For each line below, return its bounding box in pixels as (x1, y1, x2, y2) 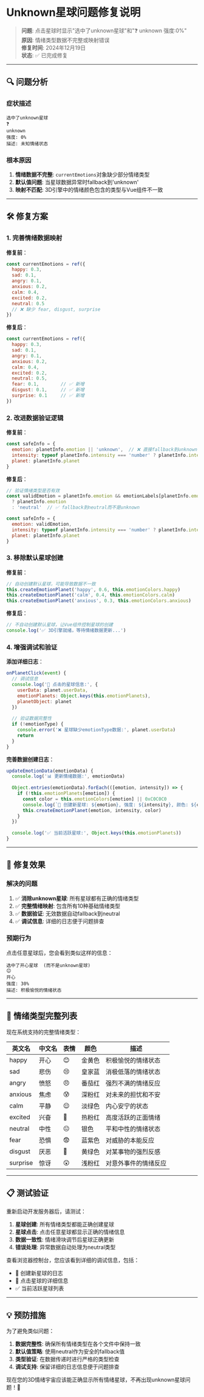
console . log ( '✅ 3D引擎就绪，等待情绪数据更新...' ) (6, 628, 126, 634)
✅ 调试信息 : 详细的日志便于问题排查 (15, 918, 104, 925)
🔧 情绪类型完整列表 (6, 1011, 78, 1021)
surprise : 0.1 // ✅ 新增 (12, 392, 85, 399)
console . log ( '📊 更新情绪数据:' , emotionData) (12, 773, 126, 780)
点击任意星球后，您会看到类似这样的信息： (6, 949, 113, 957)
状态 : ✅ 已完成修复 (21, 51, 68, 58)
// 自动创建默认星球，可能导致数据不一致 (6, 581, 96, 587)
